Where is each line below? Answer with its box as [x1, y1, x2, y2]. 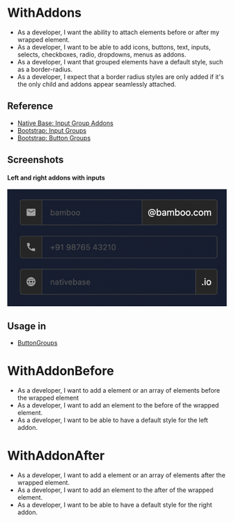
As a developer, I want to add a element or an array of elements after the [17, 470, 226, 479]
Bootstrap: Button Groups [17, 133, 91, 142]
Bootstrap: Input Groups [17, 126, 87, 134]
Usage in [7, 320, 47, 332]
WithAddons [7, 5, 82, 21]
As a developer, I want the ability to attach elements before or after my [17, 28, 219, 36]
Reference [7, 100, 54, 113]
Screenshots [7, 154, 64, 166]
